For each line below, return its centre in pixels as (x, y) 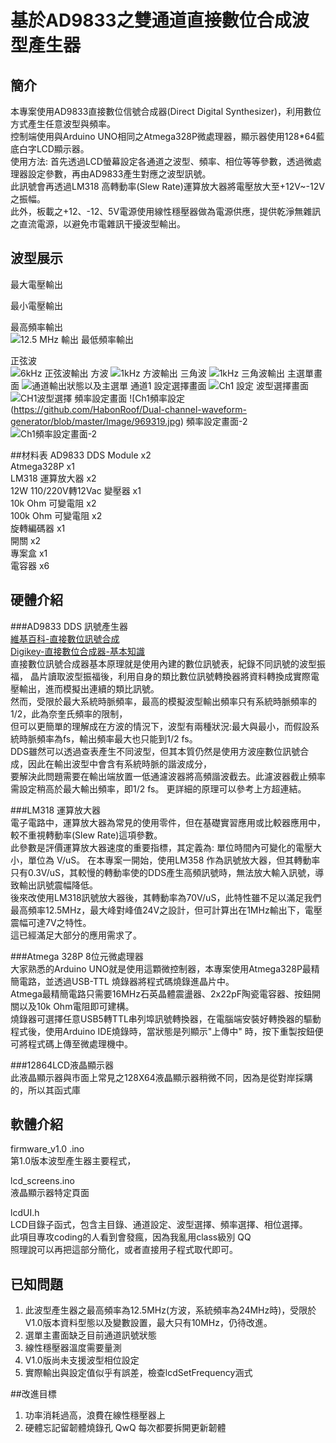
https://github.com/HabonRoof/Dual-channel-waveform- (130, 409)
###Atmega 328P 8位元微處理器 (77, 956)
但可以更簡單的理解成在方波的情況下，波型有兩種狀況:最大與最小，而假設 (161, 726)
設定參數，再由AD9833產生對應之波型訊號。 (119, 174)
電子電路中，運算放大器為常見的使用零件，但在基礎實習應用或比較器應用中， (168, 822)
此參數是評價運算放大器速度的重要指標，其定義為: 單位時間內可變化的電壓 (161, 847)
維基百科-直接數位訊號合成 (65, 638)
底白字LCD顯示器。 (50, 149)
